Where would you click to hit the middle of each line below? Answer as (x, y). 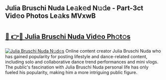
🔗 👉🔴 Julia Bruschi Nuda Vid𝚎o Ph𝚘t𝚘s (68, 37)
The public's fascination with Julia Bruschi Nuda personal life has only (77, 67)
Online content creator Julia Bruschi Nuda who (113, 51)
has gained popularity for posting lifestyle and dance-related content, (76, 56)
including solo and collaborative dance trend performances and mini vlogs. (82, 62)
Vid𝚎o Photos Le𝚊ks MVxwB (50, 16)
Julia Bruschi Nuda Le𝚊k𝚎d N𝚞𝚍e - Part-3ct (74, 8)
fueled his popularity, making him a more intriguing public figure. (71, 72)
